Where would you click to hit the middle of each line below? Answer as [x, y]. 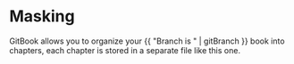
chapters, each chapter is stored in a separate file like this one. [125, 50]
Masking [42, 16]
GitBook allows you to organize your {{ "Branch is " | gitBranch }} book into [147, 41]
